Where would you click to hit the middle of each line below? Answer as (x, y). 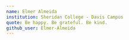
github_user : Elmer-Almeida (41, 28)
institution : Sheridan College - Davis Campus (65, 17)
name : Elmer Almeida (32, 11)
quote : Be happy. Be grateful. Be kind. (57, 22)
